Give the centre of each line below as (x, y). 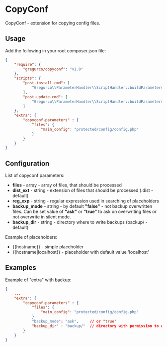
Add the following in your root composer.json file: (55, 50)
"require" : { (28, 64)
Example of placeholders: (31, 237)
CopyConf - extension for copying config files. (53, 23)
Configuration (27, 163)
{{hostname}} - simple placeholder (48, 247)
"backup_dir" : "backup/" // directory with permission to (95, 326)
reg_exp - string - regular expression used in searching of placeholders (85, 201)
